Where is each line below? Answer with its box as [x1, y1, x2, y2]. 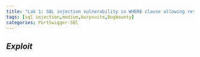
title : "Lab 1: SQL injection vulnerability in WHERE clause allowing [6, 8, 185, 15]
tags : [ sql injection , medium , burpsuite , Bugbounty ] [6, 14, 135, 20]
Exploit [6, 41, 33, 51]
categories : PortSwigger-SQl [6, 19, 79, 25]
